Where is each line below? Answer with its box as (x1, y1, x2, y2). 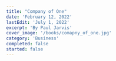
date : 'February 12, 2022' (6, 14, 72, 20)
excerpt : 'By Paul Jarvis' (6, 24, 72, 31)
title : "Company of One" (6, 8, 67, 15)
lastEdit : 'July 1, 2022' (6, 19, 69, 25)
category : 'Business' (6, 35, 59, 41)
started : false (6, 46, 44, 52)
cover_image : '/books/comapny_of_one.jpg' (6, 30, 112, 36)
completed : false (6, 41, 49, 47)
